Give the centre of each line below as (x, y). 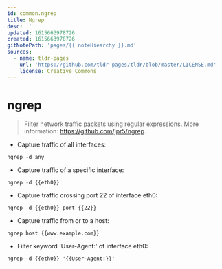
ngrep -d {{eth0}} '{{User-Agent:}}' (61, 259)
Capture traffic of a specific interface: (70, 170)
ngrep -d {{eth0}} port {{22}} (52, 208)
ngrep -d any (26, 158)
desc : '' (20, 26)
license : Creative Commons (58, 71)
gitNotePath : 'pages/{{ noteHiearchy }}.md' (72, 45)
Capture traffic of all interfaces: (62, 144)
